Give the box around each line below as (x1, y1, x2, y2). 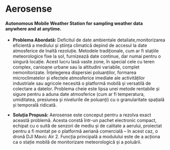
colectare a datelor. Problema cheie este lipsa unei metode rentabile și (12, 86, 160, 92)
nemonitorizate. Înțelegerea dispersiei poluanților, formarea (12, 69, 137, 76)
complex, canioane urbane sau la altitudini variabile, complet (12, 64, 140, 70)
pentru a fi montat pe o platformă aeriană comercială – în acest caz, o (12, 128, 158, 134)
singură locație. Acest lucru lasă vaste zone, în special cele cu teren (12, 59, 155, 65)
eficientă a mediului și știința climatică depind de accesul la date (12, 42, 147, 48)
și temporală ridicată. (12, 102, 57, 108)
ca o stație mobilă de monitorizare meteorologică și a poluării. (12, 139, 142, 145)
